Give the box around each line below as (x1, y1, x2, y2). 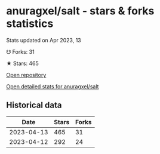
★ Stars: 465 (6, 60, 39, 67)
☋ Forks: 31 (6, 48, 35, 55)
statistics (6, 17, 54, 30)
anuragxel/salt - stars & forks (6, 4, 155, 18)
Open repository (6, 71, 47, 78)
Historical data (6, 100, 62, 110)
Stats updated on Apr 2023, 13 (6, 36, 82, 44)
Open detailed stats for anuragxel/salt (6, 82, 99, 90)
